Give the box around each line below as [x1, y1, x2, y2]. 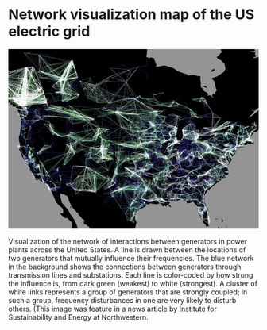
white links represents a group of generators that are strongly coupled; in [8, 287, 248, 297]
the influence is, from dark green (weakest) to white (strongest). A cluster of [8, 279, 258, 289]
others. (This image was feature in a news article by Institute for [8, 304, 217, 314]
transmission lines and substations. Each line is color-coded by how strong [8, 271, 253, 280]
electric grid [8, 22, 91, 40]
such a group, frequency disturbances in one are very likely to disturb [8, 296, 237, 305]
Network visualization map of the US [8, 6, 255, 24]
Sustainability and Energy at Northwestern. [8, 313, 149, 322]
